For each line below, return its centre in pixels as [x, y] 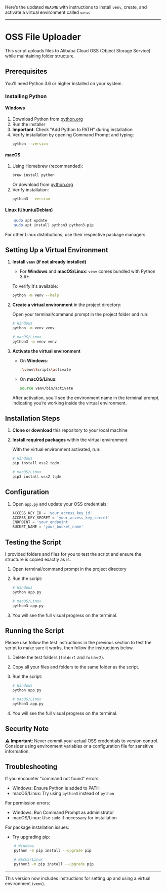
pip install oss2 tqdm [36, 463]
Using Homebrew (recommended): [48, 166]
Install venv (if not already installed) [49, 262]
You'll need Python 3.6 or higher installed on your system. [64, 83]
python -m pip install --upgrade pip [53, 851]
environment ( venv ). [25, 883]
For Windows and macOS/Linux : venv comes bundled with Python [87, 271]
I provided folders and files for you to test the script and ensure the [73, 554]
